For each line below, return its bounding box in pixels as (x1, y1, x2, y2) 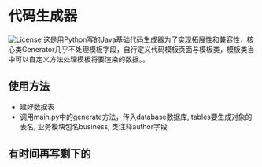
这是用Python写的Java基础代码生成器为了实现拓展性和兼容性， (42, 35, 248, 44)
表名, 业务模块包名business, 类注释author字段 (19, 121, 168, 131)
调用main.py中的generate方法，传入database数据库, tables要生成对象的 (19, 112, 253, 121)
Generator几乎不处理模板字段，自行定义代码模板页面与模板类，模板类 (21, 44, 248, 54)
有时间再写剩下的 (8, 147, 91, 161)
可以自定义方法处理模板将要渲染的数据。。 (14, 54, 149, 64)
